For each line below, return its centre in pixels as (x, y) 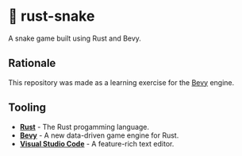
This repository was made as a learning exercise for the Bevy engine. (121, 82)
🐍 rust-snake (52, 16)
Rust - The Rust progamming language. (84, 127)
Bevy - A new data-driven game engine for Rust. (99, 135)
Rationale (32, 63)
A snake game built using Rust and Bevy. (75, 38)
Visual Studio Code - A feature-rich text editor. (97, 143)
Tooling (27, 108)
